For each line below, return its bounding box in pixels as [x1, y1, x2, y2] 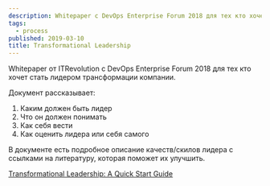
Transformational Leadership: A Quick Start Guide [8, 169, 174, 179]
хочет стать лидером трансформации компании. [8, 72, 176, 82]
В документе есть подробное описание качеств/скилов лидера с [8, 145, 234, 155]
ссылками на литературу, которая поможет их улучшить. [8, 154, 206, 163]
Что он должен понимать [19, 112, 107, 122]
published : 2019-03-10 [8, 34, 84, 43]
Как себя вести [19, 121, 73, 130]
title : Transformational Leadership [8, 42, 131, 50]
